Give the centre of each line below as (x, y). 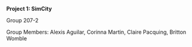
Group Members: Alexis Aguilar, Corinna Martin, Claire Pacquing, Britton (96, 32)
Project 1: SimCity (29, 9)
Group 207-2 (22, 20)
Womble (17, 38)
